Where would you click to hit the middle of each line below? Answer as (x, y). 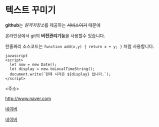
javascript (16, 55)
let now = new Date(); (33, 64)
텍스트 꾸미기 (30, 10)
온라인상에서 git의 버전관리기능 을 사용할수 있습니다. (55, 35)
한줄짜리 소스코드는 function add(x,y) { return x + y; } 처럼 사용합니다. (80, 46)
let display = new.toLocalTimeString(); (52, 69)
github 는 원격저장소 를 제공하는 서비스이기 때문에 (53, 25)
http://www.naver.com (28, 98)
